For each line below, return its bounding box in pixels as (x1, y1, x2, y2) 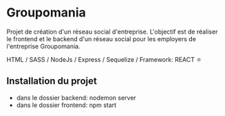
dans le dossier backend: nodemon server (16, 93, 137, 102)
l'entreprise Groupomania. (6, 42, 81, 50)
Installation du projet (6, 76, 97, 87)
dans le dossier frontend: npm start (16, 101, 117, 109)
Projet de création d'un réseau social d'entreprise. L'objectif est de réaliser (6, 27, 218, 36)
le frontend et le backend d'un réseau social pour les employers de (6, 34, 197, 43)
